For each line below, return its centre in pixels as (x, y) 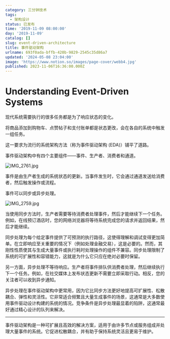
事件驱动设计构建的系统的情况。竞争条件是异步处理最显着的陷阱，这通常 (85, 303)
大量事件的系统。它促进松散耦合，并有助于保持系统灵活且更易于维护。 (82, 331)
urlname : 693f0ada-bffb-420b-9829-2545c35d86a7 (56, 52)
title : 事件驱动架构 (25, 48)
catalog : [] (18, 39)
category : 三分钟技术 (26, 10)
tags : (11, 15)
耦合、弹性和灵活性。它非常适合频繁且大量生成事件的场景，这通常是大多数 (83, 297)
